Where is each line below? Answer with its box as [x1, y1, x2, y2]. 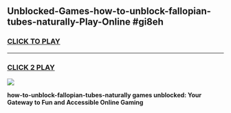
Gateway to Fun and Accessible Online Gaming [7, 98, 144, 106]
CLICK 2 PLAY [7, 62, 55, 72]
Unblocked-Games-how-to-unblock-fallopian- [7, 5, 212, 17]
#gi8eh [132, 16, 164, 28]
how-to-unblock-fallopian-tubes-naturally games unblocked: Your [7, 90, 202, 99]
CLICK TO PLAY [7, 37, 60, 47]
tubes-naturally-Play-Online [7, 16, 131, 28]
